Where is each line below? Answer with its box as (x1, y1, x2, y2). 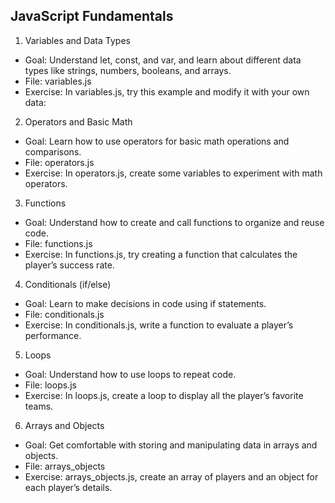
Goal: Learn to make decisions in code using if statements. (24, 297, 267, 309)
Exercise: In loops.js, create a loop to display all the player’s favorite (24, 389, 304, 401)
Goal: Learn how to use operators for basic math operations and (24, 135, 290, 147)
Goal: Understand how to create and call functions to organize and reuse (24, 216, 325, 228)
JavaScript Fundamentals (10, 8, 174, 25)
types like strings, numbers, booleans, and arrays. (24, 64, 232, 76)
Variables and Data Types (24, 34, 131, 46)
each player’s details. (24, 481, 113, 493)
